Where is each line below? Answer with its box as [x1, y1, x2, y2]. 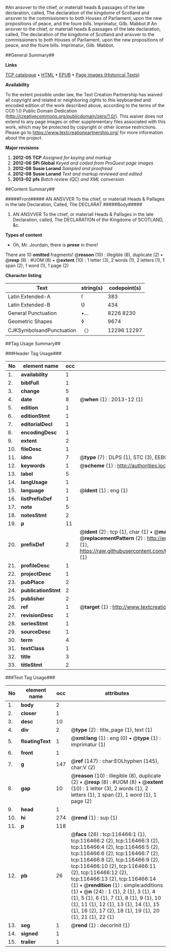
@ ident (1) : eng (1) [79, 487, 128, 494]
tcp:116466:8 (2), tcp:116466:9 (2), [71, 856, 160, 863]
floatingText [21, 738, 51, 745]
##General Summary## [5, 52, 54, 58]
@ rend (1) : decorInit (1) [71, 922, 130, 929]
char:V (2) [71, 764, 96, 771]
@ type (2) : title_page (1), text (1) [71, 726, 153, 733]
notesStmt [21, 512, 47, 519]
